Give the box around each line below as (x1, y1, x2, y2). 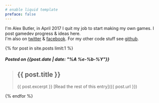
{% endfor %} (5, 93, 33, 99)
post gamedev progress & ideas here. (5, 30, 81, 36)
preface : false (5, 12, 36, 17)
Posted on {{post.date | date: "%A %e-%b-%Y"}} (5, 56, 110, 62)
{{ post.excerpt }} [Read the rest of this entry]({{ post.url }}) (17, 83, 137, 89)
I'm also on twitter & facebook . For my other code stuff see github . (5, 35, 139, 42)
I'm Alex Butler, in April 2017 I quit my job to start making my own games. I (5, 25, 154, 31)
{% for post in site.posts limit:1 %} (5, 45, 73, 51)
